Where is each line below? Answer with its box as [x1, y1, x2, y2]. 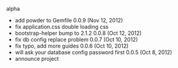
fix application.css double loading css [14, 23, 109, 30]
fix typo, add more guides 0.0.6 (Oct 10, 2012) [14, 42, 129, 49]
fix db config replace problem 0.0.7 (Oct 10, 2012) [14, 36, 138, 43]
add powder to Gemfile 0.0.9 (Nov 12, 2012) [14, 17, 123, 23]
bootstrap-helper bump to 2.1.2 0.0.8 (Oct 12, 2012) [14, 29, 142, 37]
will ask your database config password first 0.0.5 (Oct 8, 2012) [14, 49, 173, 56]
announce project [14, 55, 59, 62]
